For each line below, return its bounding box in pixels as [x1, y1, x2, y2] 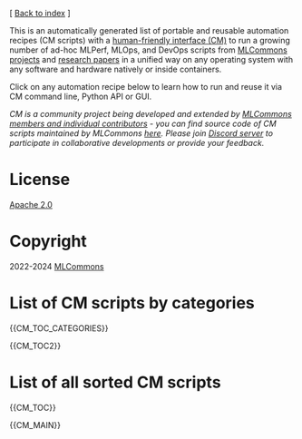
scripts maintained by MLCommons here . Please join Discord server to [9, 128, 274, 139]
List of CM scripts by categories [9, 293, 256, 314]
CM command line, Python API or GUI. [9, 91, 152, 102]
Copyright [9, 231, 88, 252]
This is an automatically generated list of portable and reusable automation [9, 25, 289, 35]
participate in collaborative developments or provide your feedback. [9, 138, 265, 148]
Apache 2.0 [9, 199, 53, 210]
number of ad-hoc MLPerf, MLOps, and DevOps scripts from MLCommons [9, 44, 287, 55]
